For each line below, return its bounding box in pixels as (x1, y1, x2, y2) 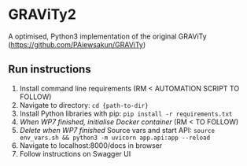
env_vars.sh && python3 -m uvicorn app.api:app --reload (19, 134, 211, 142)
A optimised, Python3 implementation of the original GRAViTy (8, 31, 207, 41)
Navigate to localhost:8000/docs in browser (19, 140, 163, 150)
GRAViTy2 (8, 6, 77, 24)
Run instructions (8, 63, 92, 76)
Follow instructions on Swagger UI (19, 149, 131, 158)
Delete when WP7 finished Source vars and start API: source (19, 125, 215, 135)
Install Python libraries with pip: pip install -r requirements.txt (19, 109, 233, 118)
